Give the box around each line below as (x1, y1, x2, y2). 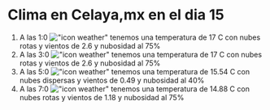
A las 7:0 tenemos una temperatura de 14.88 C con (19, 83, 250, 94)
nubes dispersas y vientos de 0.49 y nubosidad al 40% (19, 75, 205, 85)
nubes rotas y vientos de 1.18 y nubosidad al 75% (19, 92, 185, 102)
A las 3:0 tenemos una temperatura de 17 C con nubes (19, 49, 262, 59)
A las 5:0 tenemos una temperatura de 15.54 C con (19, 66, 250, 76)
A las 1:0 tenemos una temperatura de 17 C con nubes (19, 32, 261, 42)
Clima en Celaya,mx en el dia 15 (7, 6, 224, 24)
